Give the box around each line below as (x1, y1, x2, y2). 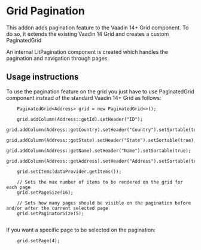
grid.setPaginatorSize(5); (17, 211, 84, 217)
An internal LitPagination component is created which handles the (6, 48, 169, 55)
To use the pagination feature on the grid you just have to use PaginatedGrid (6, 88, 194, 95)
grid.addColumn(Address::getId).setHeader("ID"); (17, 116, 144, 122)
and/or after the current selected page (6, 205, 109, 211)
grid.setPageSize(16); (17, 190, 74, 196)
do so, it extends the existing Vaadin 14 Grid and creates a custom (6, 30, 169, 37)
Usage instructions (6, 72, 79, 82)
